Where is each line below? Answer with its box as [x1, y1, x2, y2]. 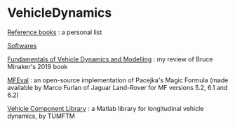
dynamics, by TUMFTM [7, 112, 75, 120]
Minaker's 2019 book [7, 62, 68, 70]
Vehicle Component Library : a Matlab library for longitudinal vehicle [7, 104, 204, 112]
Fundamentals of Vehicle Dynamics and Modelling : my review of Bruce [7, 54, 213, 63]
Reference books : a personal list [7, 28, 102, 36]
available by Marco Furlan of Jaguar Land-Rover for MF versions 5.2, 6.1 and [7, 83, 228, 91]
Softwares [7, 41, 37, 50]
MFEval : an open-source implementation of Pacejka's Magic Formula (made [7, 75, 229, 84]
